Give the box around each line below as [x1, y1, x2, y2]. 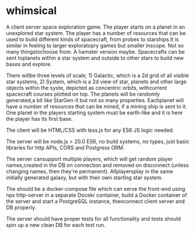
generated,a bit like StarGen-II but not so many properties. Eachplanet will [6, 96, 184, 103]
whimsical [6, 4, 57, 18]
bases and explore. [6, 60, 53, 68]
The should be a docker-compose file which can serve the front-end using [6, 185, 186, 192]
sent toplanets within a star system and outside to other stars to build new [6, 54, 184, 61]
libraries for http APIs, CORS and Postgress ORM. [6, 144, 125, 151]
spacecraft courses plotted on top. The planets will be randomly [6, 90, 160, 97]
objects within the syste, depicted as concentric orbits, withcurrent [6, 84, 168, 91]
